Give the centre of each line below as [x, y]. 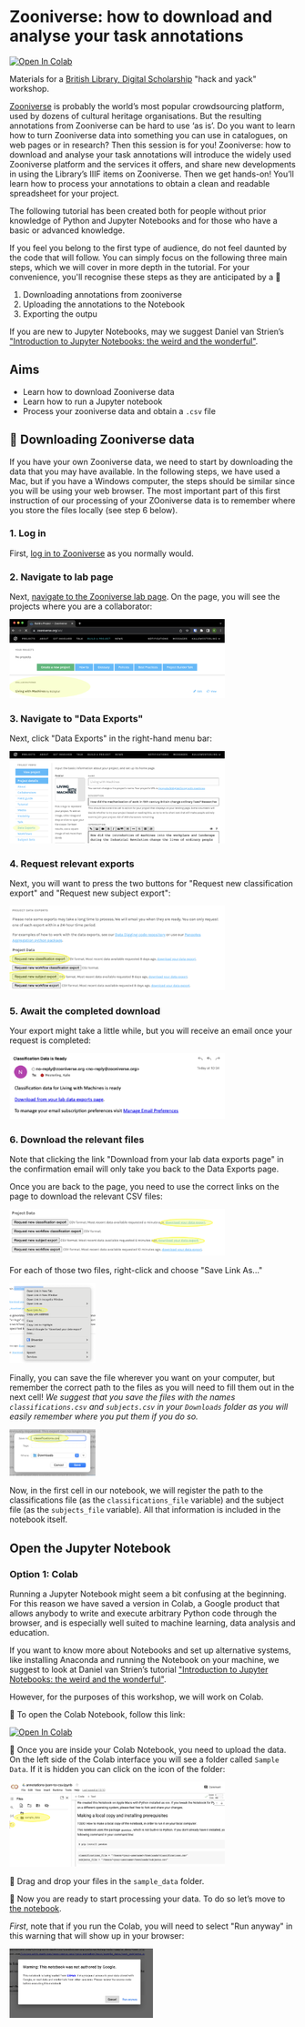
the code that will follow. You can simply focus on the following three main [148, 258]
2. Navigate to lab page [61, 577]
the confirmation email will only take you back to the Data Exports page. [144, 1169]
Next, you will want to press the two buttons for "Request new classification [152, 884]
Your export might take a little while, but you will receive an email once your [151, 1030]
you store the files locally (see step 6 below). [94, 510]
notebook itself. [39, 1520]
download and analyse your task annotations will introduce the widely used [150, 154]
